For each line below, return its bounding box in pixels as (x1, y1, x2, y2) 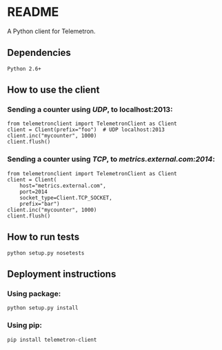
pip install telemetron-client (7, 336, 97, 343)
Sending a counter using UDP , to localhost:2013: (7, 105, 173, 115)
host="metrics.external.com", (19, 182, 107, 189)
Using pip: (7, 320, 43, 330)
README (7, 4, 59, 20)
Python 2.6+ (7, 65, 41, 72)
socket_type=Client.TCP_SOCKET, (19, 194, 112, 201)
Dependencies (7, 47, 71, 59)
